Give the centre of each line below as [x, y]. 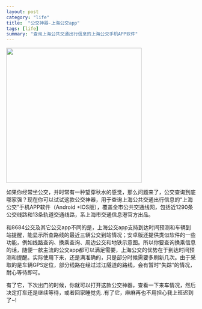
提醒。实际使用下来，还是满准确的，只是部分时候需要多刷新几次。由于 [103, 257]
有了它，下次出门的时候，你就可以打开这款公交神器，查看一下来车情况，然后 [101, 285]
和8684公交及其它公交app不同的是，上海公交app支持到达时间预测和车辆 [96, 227]
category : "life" [28, 17]
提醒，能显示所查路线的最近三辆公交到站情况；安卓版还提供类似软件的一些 [103, 235]
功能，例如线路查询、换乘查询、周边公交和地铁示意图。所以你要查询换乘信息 [101, 242]
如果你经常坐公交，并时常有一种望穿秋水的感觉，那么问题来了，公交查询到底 [101, 192]
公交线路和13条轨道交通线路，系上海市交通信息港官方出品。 [80, 215]
